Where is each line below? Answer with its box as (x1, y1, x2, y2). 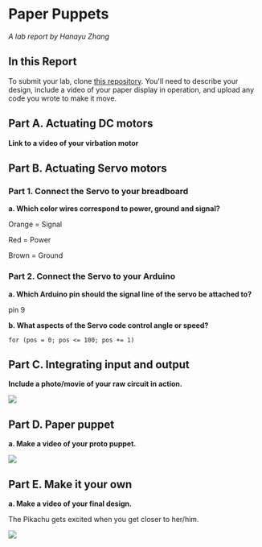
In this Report (8, 55, 77, 68)
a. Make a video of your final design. (8, 499, 133, 508)
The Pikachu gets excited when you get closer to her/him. (8, 514, 199, 524)
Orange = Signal (8, 219, 63, 230)
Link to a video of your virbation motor (8, 138, 139, 147)
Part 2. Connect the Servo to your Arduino (8, 271, 175, 282)
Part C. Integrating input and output (8, 358, 190, 371)
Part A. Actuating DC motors (8, 117, 154, 131)
